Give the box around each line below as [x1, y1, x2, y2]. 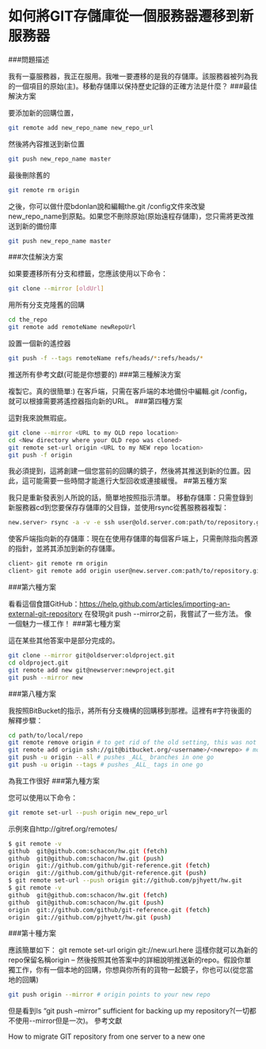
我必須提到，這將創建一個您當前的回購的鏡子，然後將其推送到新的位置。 [8, 466, 244, 475]
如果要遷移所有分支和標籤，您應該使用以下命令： [8, 269, 168, 278]
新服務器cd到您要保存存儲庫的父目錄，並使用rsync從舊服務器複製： [8, 503, 230, 513]
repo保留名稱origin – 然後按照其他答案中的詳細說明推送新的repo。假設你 [8, 955, 245, 965]
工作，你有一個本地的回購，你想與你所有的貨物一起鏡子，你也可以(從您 [14, 965, 247, 975]
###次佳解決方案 [8, 252, 63, 262]
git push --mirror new [8, 673, 83, 681]
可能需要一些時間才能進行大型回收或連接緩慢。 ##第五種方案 [28, 476, 227, 486]
